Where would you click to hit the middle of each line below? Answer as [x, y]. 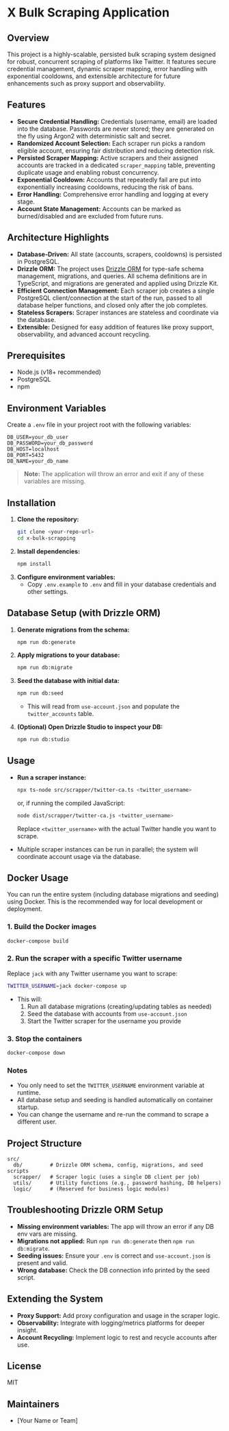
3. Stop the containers [45, 1038]
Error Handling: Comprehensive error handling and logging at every [112, 194]
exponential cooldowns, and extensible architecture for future [94, 76]
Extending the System [55, 1299]
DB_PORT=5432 [26, 456]
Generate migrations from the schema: [73, 630]
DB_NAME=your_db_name [38, 461]
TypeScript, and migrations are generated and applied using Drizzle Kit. [118, 283]
